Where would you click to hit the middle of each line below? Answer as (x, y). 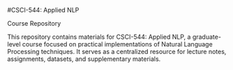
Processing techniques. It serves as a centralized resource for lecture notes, (117, 52)
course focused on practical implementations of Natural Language (117, 44)
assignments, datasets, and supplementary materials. (84, 59)
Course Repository (34, 23)
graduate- (207, 37)
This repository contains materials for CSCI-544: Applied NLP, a (99, 37)
